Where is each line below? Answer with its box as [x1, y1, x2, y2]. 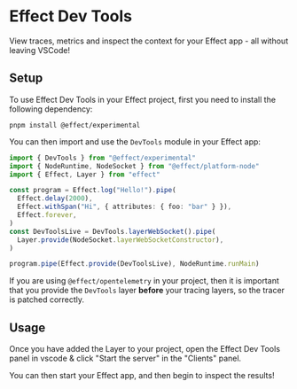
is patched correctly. [9, 294, 85, 305]
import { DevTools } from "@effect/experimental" [9, 153, 197, 162]
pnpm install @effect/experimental [9, 121, 141, 129]
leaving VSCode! [9, 44, 71, 55]
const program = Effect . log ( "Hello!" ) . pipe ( [9, 186, 176, 195]
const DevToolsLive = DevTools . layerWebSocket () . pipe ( [9, 227, 216, 236]
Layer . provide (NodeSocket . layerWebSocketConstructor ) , [17, 235, 224, 245]
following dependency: [9, 104, 93, 114]
